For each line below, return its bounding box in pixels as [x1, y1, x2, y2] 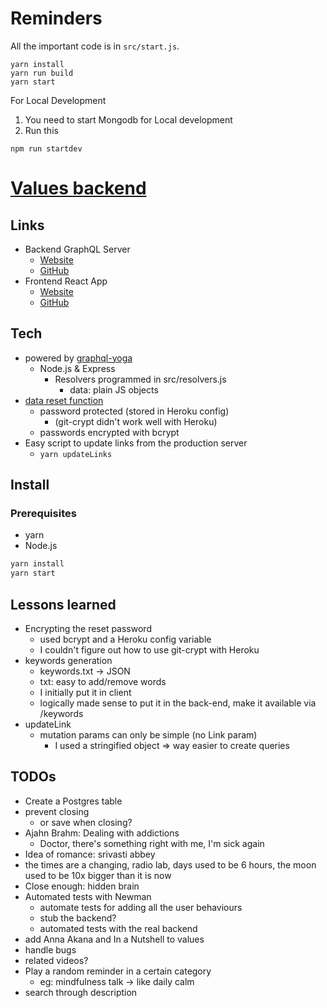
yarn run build [10, 68, 74, 78]
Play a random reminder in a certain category [24, 965, 212, 977]
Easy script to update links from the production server [24, 437, 248, 449]
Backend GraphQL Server [24, 243, 131, 255]
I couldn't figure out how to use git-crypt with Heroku [39, 644, 260, 656]
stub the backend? [39, 912, 117, 924]
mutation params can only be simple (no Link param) [39, 729, 258, 741]
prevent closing [24, 805, 90, 817]
